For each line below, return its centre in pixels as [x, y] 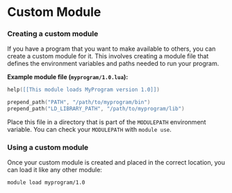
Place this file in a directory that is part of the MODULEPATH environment [107, 122]
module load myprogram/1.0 [46, 183]
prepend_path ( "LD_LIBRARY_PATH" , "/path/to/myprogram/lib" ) [96, 109]
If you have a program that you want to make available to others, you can [111, 49]
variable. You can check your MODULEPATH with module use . [90, 130]
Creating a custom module [53, 34]
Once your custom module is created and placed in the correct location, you [116, 162]
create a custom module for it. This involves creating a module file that [108, 56]
